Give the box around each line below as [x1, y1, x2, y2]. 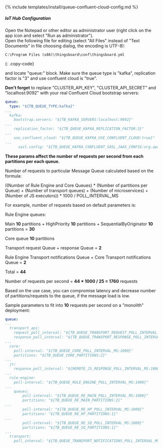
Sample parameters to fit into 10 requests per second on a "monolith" [5, 302, 144, 308]
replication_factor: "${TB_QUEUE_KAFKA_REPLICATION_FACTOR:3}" [14, 126, 145, 132]
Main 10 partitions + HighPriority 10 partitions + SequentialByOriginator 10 [5, 221, 153, 227]
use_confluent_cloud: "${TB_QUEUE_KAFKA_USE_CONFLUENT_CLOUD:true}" [14, 135, 155, 140]
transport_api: [9, 326, 40, 331]
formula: [5, 173, 22, 179]
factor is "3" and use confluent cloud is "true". [5, 75, 98, 81]
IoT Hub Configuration [5, 15, 51, 21]
